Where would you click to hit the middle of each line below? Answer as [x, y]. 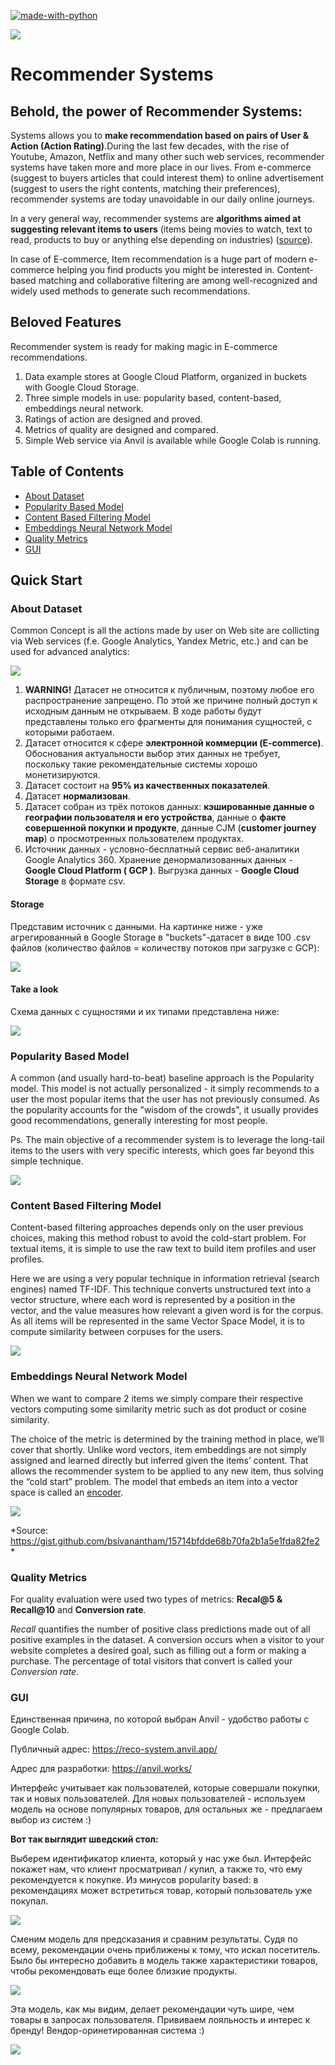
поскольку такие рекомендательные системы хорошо [141, 764]
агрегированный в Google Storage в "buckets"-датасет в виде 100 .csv [161, 937]
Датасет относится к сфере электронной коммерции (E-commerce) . [174, 743]
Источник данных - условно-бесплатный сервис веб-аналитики [162, 849]
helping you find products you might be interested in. [165, 269]
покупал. [29, 1901]
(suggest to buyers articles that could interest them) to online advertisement [167, 178]
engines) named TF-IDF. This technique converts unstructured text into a [161, 1289]
